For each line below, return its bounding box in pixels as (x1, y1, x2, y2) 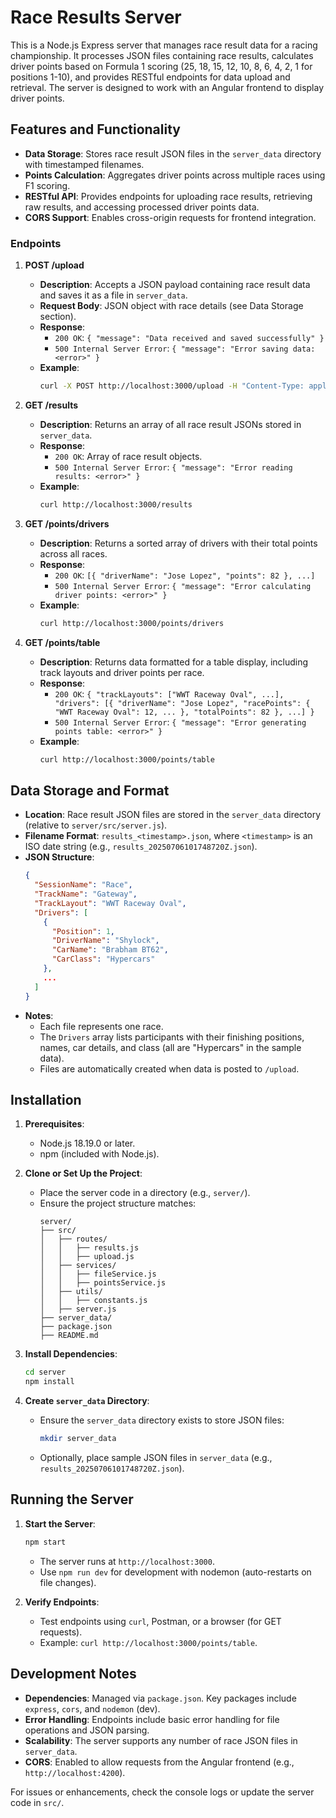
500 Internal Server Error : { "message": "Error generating (54, 716, 307, 728)
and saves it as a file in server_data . (39, 289, 188, 301)
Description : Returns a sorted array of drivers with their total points (39, 537, 318, 549)
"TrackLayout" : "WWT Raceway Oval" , (34, 898, 187, 908)
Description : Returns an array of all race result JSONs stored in (39, 418, 302, 430)
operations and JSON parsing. (24, 1724, 150, 1736)
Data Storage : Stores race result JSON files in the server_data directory (24, 147, 322, 160)
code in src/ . (10, 1796, 65, 1808)
